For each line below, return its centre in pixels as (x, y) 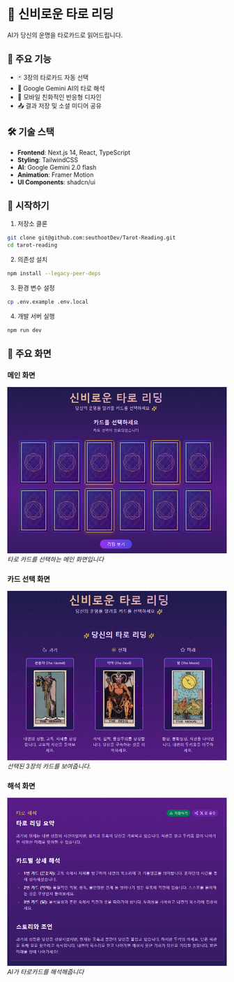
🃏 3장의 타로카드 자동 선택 (53, 77)
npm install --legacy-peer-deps (54, 274)
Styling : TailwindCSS (48, 160)
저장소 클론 (32, 223)
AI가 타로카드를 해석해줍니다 (46, 972)
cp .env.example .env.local (48, 302)
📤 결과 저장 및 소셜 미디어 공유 (60, 105)
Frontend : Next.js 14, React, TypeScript (74, 152)
